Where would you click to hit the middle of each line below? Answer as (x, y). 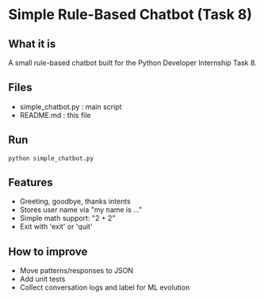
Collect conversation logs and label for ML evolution (105, 287)
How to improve (48, 251)
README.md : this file (55, 115)
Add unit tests (42, 279)
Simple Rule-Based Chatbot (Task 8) (130, 15)
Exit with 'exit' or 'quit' (56, 226)
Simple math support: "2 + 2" (67, 218)
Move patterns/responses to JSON (76, 271)
